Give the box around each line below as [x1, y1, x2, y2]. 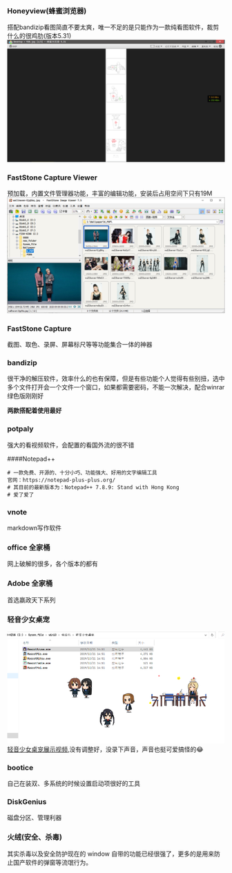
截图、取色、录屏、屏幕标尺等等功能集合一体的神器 [7, 340, 153, 349]
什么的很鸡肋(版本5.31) [7, 32, 72, 40]
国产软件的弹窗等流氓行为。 [12, 858, 92, 866]
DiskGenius [7, 797, 47, 807]
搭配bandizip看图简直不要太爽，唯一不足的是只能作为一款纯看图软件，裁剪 [7, 23, 220, 32]
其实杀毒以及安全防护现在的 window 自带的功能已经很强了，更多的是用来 [7, 850, 215, 858]
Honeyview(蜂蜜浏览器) [7, 6, 87, 15]
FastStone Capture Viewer [7, 173, 98, 182]
